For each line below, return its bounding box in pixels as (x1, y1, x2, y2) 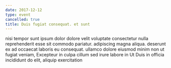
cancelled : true (5, 17, 40, 22)
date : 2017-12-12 (5, 7, 42, 13)
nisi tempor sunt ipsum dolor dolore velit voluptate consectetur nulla (5, 36, 149, 42)
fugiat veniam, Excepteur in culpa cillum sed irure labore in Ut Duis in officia (5, 52, 164, 58)
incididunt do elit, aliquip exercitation (5, 57, 83, 63)
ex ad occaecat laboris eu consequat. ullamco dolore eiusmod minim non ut (5, 46, 165, 52)
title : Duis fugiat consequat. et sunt (5, 21, 90, 27)
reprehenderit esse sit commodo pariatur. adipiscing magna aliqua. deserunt (5, 41, 166, 47)
